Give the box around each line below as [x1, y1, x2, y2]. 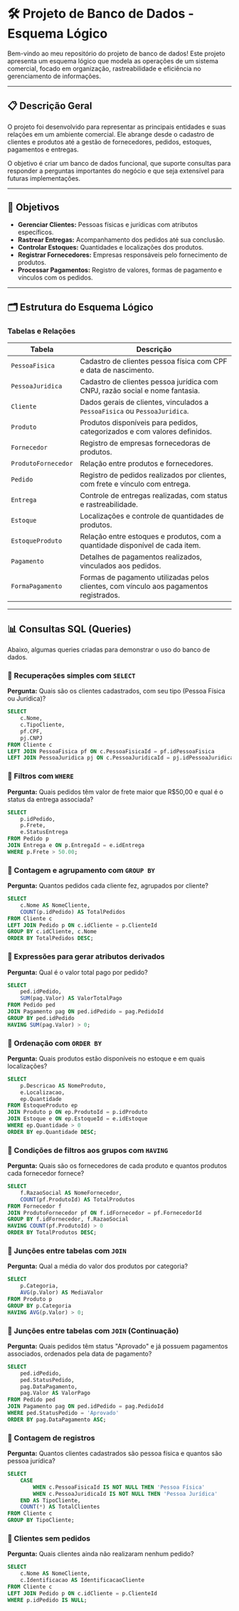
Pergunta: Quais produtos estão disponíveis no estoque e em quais [7, 1054, 206, 1063]
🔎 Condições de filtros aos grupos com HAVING [7, 1145, 169, 1155]
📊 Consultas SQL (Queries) [7, 623, 132, 635]
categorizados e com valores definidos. [80, 427, 212, 437]
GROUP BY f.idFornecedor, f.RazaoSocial [7, 1216, 129, 1223]
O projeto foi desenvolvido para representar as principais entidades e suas [7, 122, 226, 131]
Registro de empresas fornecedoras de [80, 438, 211, 448]
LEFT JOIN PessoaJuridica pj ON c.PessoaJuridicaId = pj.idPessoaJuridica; [7, 755, 237, 762]
